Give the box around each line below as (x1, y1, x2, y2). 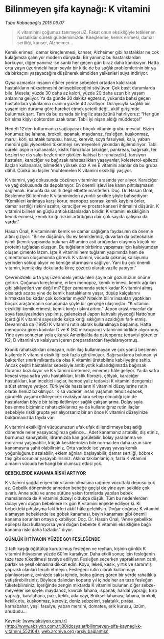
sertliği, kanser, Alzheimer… (17, 39, 73, 45)
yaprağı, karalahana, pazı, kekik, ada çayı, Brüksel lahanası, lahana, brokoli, (5, 592, 157, 598)
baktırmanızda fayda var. (5, 414, 55, 420)
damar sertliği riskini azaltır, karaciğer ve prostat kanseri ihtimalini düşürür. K (5, 203, 159, 209)
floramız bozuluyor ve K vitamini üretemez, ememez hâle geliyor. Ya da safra (5, 367, 160, 373)
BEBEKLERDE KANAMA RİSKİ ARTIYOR (5, 470, 86, 476)
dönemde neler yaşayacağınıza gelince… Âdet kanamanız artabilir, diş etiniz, (5, 429, 159, 435)
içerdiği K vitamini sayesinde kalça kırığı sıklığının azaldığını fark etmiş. (5, 316, 147, 322)
